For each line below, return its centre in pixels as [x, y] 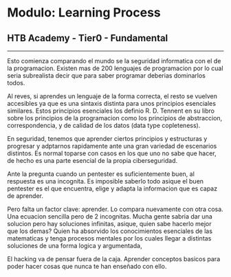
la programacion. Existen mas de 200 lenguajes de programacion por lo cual [115, 68]
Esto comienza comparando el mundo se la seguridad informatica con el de [114, 61]
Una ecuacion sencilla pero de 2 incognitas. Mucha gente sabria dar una [110, 217]
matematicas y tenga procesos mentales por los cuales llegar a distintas [109, 238]
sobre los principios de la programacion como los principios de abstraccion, [115, 118]
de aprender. [25, 196]
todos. [16, 83]
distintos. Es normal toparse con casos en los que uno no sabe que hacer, [112, 153]
